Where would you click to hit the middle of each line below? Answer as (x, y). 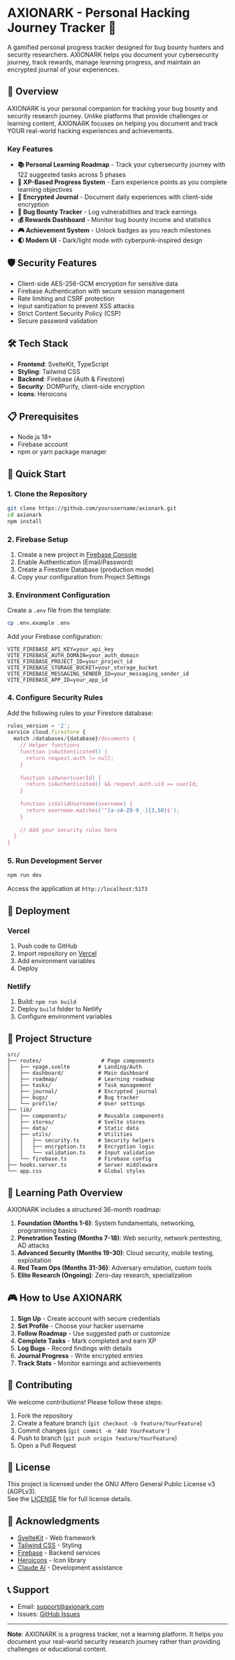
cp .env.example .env (39, 623)
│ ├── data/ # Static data (73, 1128)
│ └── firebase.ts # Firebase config (79, 1159)
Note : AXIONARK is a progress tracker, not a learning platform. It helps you (115, 1634)
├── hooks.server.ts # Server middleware (83, 1165)
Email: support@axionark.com (61, 1607)
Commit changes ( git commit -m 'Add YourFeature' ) (93, 1430)
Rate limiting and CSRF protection (66, 298)
